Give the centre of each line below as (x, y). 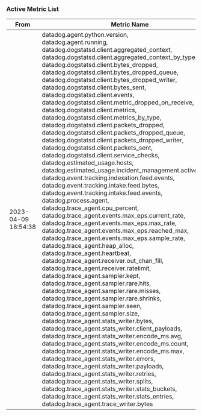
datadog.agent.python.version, (85, 35)
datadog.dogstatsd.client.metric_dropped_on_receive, (118, 102)
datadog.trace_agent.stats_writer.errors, (98, 359)
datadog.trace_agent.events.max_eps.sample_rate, (113, 238)
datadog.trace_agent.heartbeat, (86, 253)
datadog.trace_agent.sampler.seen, (92, 306)
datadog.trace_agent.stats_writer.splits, (97, 382)
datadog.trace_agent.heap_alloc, (88, 246)
